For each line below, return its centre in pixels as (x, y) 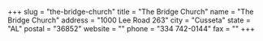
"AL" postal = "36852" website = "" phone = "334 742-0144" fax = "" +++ (131, 29)
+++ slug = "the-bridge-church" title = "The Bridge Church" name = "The (131, 12)
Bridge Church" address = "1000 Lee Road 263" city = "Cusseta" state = (129, 20)
